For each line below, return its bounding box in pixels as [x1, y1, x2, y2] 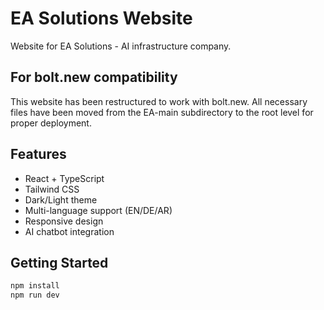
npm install [10, 281, 60, 291]
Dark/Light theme [24, 193, 98, 206]
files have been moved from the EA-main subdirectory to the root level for [10, 106, 314, 118]
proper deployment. [10, 117, 92, 129]
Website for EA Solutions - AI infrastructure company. [10, 40, 232, 52]
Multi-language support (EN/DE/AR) [24, 204, 173, 216]
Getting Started [10, 254, 109, 271]
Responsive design [24, 215, 104, 227]
